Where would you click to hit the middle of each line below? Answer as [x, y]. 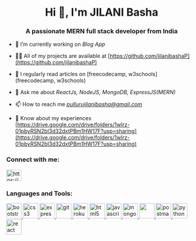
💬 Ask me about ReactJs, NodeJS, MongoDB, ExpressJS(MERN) [95, 92]
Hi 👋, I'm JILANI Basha [102, 12]
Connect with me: [33, 159]
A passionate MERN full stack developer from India [102, 31]
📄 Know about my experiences [53, 118]
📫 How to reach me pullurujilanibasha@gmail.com [79, 104]
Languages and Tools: [39, 193]
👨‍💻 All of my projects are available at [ [62, 56]
